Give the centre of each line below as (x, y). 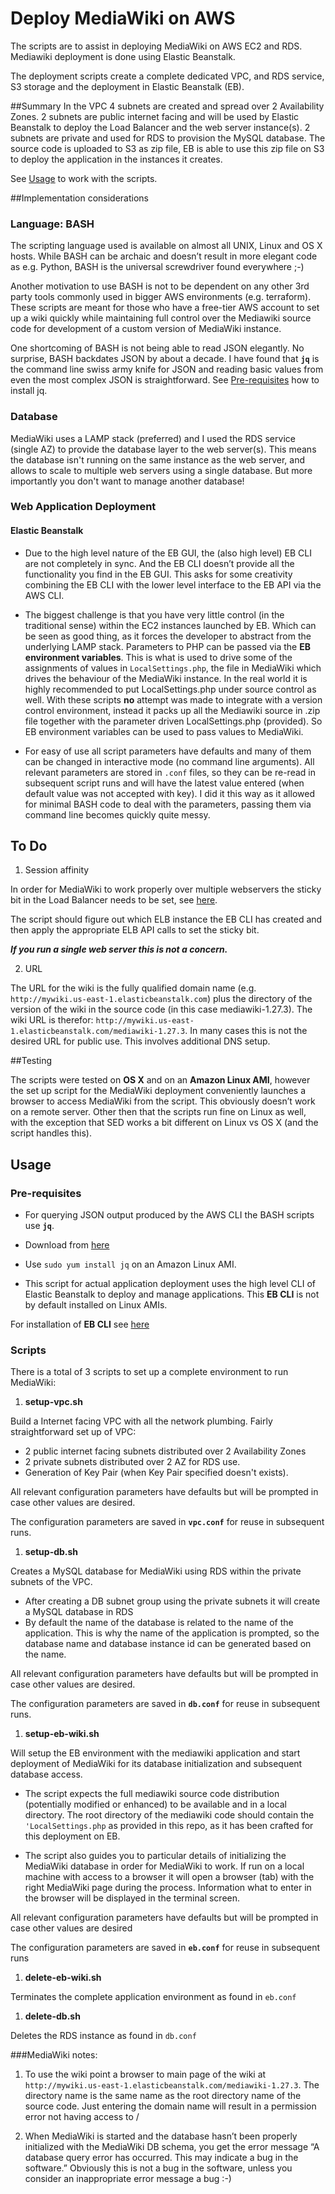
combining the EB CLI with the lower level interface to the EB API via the (173, 584)
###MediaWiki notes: (54, 2055)
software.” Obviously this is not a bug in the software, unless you (158, 2168)
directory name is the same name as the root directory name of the (163, 2096)
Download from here (67, 1245)
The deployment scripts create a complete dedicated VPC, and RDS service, (167, 76)
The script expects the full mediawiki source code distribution (152, 1794)
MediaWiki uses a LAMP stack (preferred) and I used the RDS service (153, 438)
